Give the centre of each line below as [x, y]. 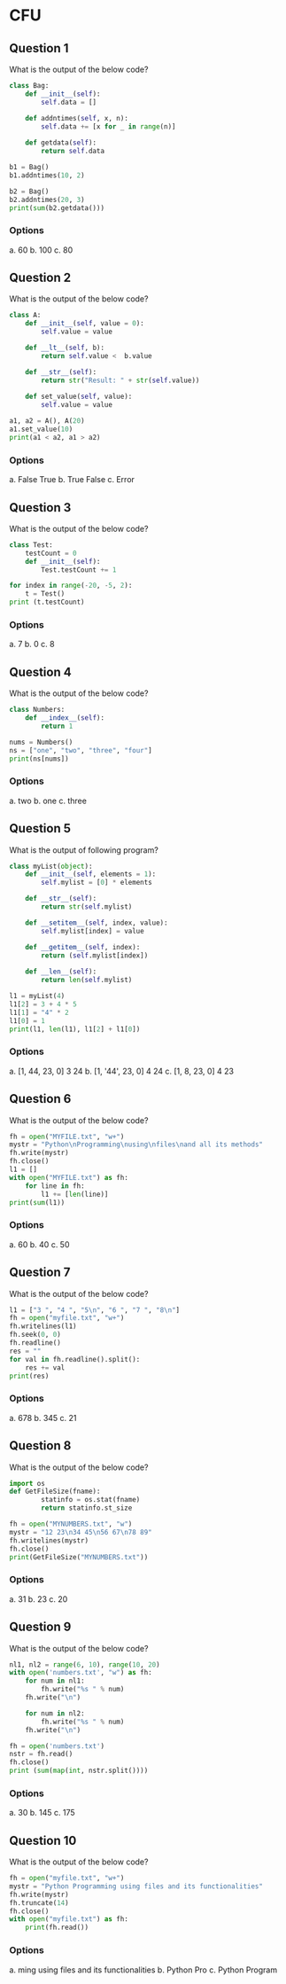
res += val [45, 1367]
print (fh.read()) [57, 1928]
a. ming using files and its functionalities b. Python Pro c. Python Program [143, 1970]
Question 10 [43, 1840]
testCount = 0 [51, 553]
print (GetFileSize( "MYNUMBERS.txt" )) [79, 1557]
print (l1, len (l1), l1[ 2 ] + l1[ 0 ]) [75, 1029]
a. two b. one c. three [48, 801]
